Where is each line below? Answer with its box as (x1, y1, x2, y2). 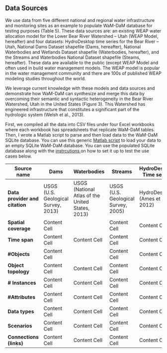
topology (7, 268, 30, 275)
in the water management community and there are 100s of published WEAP (5, 70, 162, 76)
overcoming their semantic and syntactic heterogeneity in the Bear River (5, 96, 154, 102)
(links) (7, 340, 23, 347)
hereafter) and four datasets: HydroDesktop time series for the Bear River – (5, 38, 159, 44)
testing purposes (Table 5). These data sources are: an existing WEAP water (5, 27, 162, 34)
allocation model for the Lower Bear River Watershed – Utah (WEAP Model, (5, 33, 159, 39)
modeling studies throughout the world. (5, 75, 86, 81)
